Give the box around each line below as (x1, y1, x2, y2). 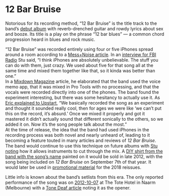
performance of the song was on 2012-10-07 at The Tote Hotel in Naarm (5, 179, 156, 185)
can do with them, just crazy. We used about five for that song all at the (5, 62, 154, 68)
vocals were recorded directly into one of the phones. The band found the (5, 89, 159, 95)
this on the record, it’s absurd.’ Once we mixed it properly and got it (5, 110, 145, 117)
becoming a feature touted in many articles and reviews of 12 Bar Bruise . (5, 137, 156, 143)
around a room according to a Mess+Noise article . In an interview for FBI (5, 52, 156, 58)
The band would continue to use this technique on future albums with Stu (5, 142, 158, 149)
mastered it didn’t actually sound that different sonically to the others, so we (5, 116, 163, 122)
